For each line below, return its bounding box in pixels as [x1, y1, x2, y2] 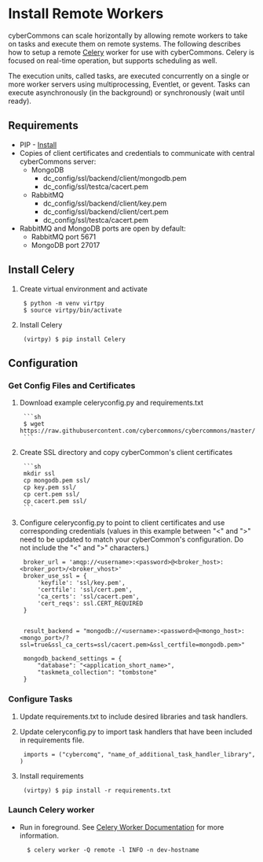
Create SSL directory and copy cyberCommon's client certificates [19, 448, 233, 457]
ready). [8, 96, 31, 105]
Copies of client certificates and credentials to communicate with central [19, 148, 255, 157]
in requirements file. [19, 735, 85, 745]
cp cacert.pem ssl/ [23, 498, 87, 505]
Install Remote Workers [8, 5, 164, 23]
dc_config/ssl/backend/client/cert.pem [42, 206, 169, 216]
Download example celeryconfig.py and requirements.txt [19, 398, 204, 408]
